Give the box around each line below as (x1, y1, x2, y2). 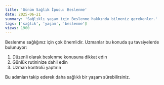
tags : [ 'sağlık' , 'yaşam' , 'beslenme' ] (5, 21, 87, 26)
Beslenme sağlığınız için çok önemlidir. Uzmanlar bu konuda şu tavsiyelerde (5, 39, 160, 45)
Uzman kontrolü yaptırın (12, 65, 62, 71)
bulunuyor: (5, 44, 27, 50)
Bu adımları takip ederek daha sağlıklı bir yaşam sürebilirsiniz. (5, 74, 130, 80)
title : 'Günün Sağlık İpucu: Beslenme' (5, 7, 87, 12)
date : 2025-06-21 (5, 12, 41, 17)
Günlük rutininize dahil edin (12, 59, 68, 65)
